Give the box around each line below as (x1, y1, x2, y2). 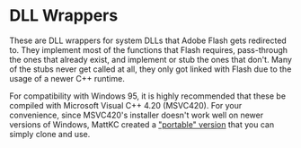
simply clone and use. (9, 128, 91, 139)
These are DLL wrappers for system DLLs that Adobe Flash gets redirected (9, 35, 288, 46)
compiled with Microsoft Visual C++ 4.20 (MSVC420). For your (9, 100, 243, 110)
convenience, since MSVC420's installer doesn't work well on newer (9, 109, 264, 120)
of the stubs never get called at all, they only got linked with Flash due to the (9, 64, 292, 74)
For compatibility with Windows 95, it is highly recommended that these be (9, 91, 286, 101)
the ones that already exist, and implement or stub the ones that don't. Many (9, 54, 292, 65)
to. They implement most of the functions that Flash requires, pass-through (9, 44, 288, 55)
